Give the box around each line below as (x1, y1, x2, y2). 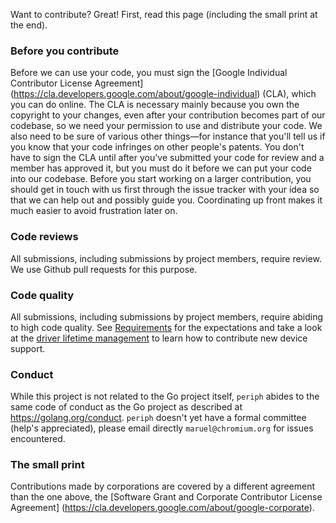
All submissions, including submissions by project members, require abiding (10, 310, 324, 323)
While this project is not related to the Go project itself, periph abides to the (10, 390, 320, 403)
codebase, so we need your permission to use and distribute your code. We (10, 120, 323, 132)
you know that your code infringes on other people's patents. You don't (10, 141, 305, 153)
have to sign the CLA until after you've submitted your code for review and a (10, 152, 325, 164)
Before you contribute (10, 44, 120, 58)
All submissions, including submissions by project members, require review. (10, 252, 322, 264)
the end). (10, 19, 48, 31)
